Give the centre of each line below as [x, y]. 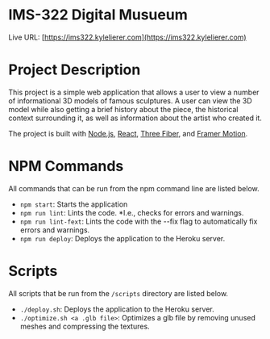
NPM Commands [66, 166]
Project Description [75, 70]
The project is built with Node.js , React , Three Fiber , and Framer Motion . [128, 133]
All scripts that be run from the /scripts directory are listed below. [118, 293]
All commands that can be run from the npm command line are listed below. [134, 188]
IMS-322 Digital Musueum [98, 15]
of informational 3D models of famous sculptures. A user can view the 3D [130, 100]
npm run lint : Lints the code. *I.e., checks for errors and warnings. [132, 212]
